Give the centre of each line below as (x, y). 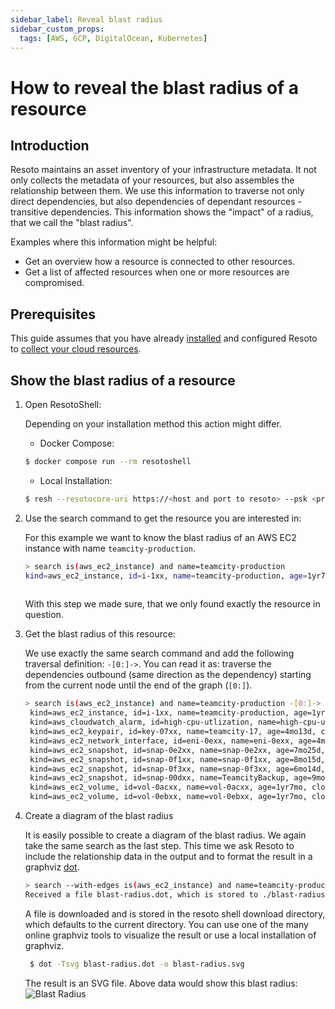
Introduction (50, 145)
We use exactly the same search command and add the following (159, 653)
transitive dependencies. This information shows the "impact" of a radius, (162, 212)
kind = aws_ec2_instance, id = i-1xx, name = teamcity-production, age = (166, 576)
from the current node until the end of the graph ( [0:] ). (138, 685)
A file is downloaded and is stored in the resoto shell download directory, (175, 913)
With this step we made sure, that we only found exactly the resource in (172, 604)
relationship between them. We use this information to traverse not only (157, 191)
